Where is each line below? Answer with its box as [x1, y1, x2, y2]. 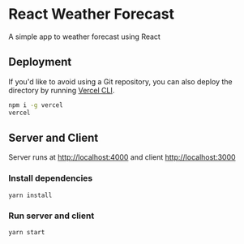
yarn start [8, 228, 45, 236]
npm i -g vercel [8, 101, 63, 109]
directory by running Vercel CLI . [8, 85, 115, 95]
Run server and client [8, 210, 95, 221]
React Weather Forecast [8, 5, 175, 24]
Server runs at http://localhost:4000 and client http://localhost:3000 [8, 152, 237, 162]
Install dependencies [8, 173, 93, 184]
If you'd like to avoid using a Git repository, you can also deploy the [8, 76, 233, 86]
